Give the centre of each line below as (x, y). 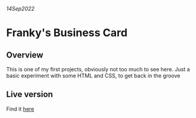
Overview (25, 55)
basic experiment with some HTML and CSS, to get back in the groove (93, 75)
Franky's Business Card (67, 33)
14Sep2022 (20, 9)
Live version (29, 94)
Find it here (20, 109)
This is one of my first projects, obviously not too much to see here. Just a (98, 69)
